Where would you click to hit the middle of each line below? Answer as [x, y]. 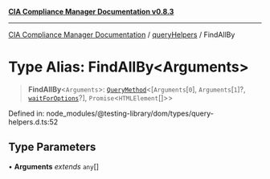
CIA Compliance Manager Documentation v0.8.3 [91, 12]
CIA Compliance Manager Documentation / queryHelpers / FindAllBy [122, 35]
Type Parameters [52, 147]
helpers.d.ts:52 [33, 122]
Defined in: [27, 113]
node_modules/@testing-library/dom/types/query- [130, 113]
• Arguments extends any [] [53, 166]
